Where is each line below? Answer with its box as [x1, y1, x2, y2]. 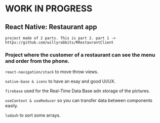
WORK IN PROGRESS [5, 3, 93, 14]
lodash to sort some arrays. [5, 112, 61, 119]
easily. [5, 103, 18, 109]
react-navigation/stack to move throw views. [5, 69, 99, 75]
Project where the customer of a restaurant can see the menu [5, 51, 156, 58]
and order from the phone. [5, 57, 70, 64]
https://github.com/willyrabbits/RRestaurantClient [5, 40, 114, 45]
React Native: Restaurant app [5, 23, 97, 31]
